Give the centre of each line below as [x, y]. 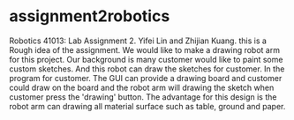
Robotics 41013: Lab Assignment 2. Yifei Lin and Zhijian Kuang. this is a [138, 41]
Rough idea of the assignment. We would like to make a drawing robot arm [145, 49]
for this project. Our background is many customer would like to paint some [146, 59]
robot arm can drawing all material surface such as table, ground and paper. [147, 106]
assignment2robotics [90, 16]
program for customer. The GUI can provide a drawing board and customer [146, 78]
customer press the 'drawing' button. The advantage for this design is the [143, 97]
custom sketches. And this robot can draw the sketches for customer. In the [147, 69]
